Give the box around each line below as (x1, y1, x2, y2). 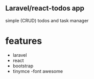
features (5, 35, 42, 47)
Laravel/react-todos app (5, 4, 85, 13)
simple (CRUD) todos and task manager (5, 17, 89, 23)
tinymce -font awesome (12, 68, 63, 74)
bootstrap (12, 63, 34, 69)
